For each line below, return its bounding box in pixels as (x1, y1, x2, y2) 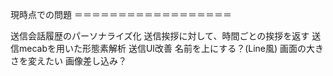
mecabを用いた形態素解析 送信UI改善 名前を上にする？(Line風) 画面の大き (18, 43, 325, 54)
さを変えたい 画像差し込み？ (10, 55, 127, 67)
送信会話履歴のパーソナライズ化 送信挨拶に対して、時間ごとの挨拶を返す (10, 30, 310, 42)
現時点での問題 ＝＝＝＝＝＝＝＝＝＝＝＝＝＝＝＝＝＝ (10, 9, 232, 20)
